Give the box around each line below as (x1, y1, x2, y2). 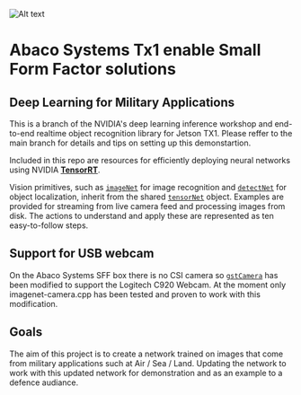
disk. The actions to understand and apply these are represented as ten (9, 211, 274, 221)
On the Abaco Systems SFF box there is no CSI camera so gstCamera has (9, 269, 279, 280)
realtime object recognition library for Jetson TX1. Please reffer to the (36, 128, 293, 138)
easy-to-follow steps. (9, 220, 89, 231)
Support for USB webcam (9, 246, 155, 261)
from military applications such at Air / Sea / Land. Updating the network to (9, 357, 287, 368)
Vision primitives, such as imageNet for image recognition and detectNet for (9, 182, 288, 192)
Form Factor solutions (9, 59, 177, 80)
